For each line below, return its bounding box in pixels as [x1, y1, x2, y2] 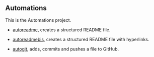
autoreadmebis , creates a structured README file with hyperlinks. [12, 36, 149, 42]
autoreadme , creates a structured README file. [12, 27, 111, 33]
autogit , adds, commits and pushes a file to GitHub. [12, 46, 119, 52]
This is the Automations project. [5, 17, 71, 23]
